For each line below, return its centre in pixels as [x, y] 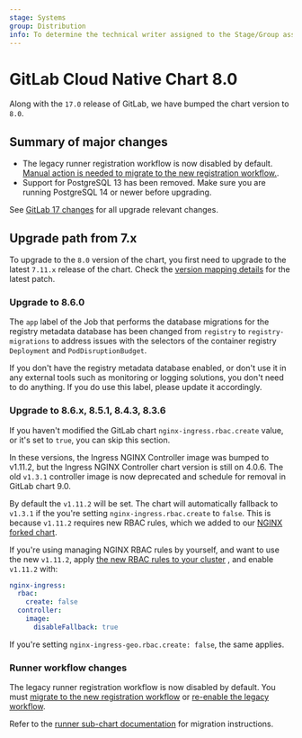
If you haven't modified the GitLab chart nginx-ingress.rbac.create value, [147, 430]
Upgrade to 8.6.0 [47, 302]
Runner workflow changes [68, 668]
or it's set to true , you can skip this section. [90, 440]
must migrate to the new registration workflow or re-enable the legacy [139, 697]
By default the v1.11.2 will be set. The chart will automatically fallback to [144, 503]
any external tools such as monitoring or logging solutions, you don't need [147, 378]
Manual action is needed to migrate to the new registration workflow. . [151, 173]
